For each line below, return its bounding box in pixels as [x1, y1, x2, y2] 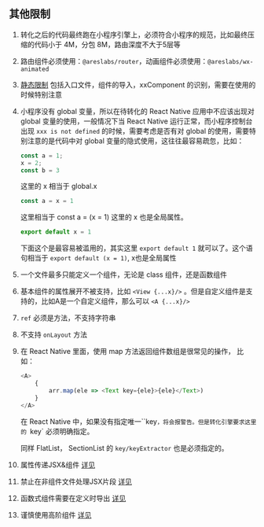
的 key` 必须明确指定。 [20, 426, 94, 436]
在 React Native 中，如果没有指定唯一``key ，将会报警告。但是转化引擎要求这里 [20, 416, 257, 426]
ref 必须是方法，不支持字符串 [20, 313, 116, 322]
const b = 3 [20, 166, 60, 175]
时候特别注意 [20, 90, 62, 99]
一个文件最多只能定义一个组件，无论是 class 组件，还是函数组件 [20, 270, 227, 279]
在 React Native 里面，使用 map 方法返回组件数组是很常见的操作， [20, 347, 235, 356]
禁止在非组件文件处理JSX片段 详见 [20, 477, 133, 486]
